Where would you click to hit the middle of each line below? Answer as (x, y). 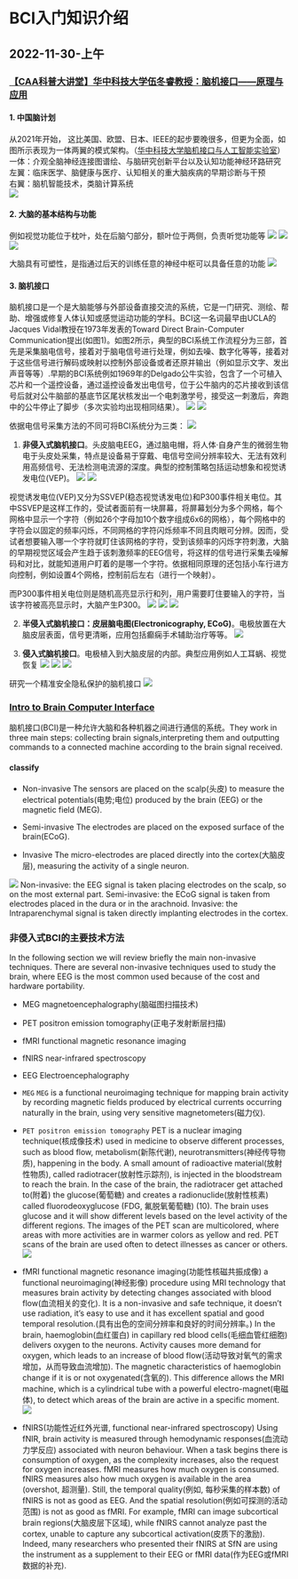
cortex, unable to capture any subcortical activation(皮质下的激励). (143, 1534)
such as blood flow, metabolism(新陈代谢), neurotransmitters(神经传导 (149, 1151)
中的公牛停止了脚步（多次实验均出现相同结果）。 (97, 407)
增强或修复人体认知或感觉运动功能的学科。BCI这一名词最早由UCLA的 (150, 318)
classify (24, 767)
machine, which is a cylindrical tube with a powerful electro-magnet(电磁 (155, 1389)
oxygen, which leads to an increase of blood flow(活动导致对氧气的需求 (152, 1355)
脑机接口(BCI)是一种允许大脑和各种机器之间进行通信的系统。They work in (143, 728)
